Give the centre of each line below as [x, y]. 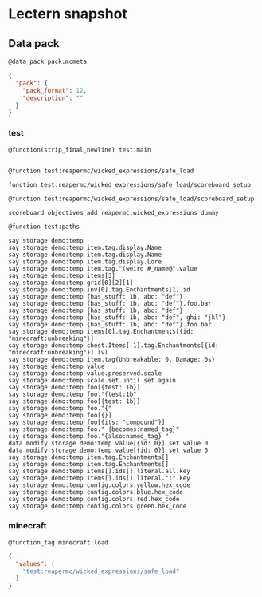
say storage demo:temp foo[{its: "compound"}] [87, 422]
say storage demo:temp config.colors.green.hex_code [98, 506]
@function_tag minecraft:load [59, 542]
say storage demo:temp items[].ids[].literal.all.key [100, 471]
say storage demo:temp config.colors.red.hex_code [94, 499]
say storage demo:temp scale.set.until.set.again [92, 380]
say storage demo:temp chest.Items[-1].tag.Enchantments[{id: [113, 345]
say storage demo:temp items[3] [62, 275]
